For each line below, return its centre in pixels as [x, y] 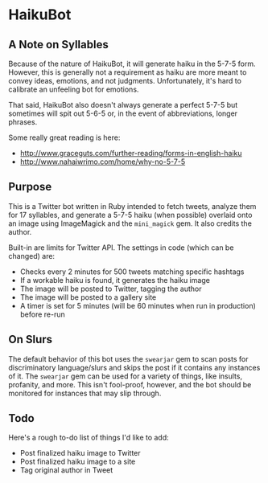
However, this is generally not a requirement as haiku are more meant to [128, 72]
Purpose [30, 187]
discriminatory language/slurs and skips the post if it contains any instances [134, 367]
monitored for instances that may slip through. [85, 393]
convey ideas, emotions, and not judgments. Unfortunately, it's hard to [125, 81]
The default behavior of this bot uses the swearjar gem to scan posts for [128, 358]
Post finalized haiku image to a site [78, 462]
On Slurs [31, 340]
